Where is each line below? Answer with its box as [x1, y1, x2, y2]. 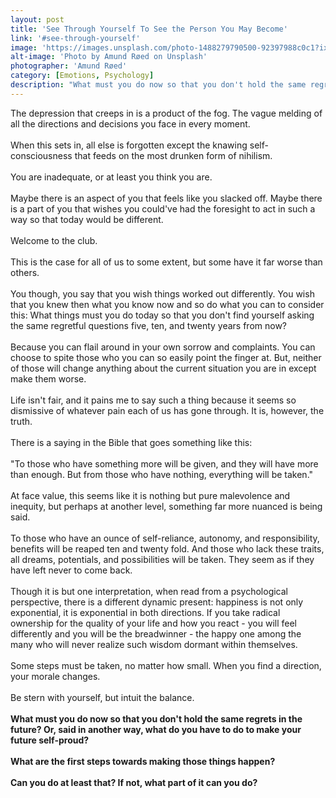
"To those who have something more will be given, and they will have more [10, 457, 319, 470]
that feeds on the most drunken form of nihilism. [74, 149, 273, 161]
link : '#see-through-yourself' [10, 33, 141, 43]
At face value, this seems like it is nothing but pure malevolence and [10, 489, 291, 501]
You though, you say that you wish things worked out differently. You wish [10, 287, 315, 300]
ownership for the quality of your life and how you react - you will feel [10, 617, 298, 629]
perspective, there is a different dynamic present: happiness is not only [10, 596, 304, 608]
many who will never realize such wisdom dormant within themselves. [10, 638, 298, 650]
